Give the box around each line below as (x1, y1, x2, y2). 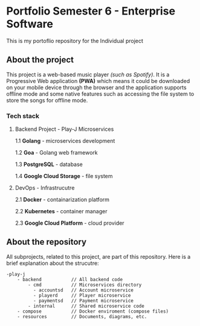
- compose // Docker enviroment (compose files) (17, 308, 169, 314)
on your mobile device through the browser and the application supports (6, 84, 187, 91)
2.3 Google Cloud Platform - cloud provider (15, 219, 125, 227)
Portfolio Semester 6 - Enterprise (6, 4, 176, 18)
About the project (6, 55, 74, 65)
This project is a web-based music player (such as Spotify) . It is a (6, 71, 170, 78)
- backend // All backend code (17, 276, 123, 282)
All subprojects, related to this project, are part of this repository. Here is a (6, 253, 191, 260)
